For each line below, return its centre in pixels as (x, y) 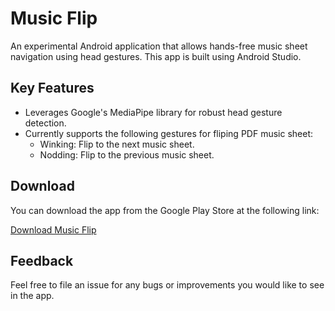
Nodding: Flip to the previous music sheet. (127, 154)
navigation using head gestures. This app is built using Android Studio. (156, 56)
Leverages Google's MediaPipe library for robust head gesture (153, 112)
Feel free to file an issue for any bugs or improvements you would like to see (167, 285)
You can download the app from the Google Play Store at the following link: (165, 210)
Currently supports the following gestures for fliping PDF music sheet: (168, 133)
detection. (45, 123)
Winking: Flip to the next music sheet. (117, 144)
